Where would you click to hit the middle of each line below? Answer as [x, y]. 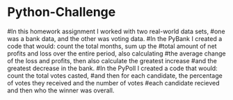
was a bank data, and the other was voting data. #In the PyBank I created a [115, 38]
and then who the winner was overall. [61, 90]
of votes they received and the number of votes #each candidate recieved [114, 83]
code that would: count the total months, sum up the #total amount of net [112, 46]
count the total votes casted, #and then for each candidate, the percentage [115, 75]
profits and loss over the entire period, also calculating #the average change [116, 53]
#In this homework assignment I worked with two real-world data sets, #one [116, 31]
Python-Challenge [62, 12]
